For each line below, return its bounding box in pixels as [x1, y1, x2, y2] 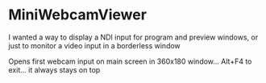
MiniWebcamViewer [8, 6, 148, 24]
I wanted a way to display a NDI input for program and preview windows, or [8, 32, 259, 42]
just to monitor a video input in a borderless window [8, 40, 181, 50]
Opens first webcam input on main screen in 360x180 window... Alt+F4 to [8, 56, 252, 66]
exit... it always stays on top [8, 64, 101, 74]
